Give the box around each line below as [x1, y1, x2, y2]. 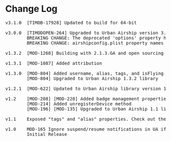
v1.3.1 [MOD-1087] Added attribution [5, 60, 102, 66]
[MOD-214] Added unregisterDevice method [26, 101, 132, 107]
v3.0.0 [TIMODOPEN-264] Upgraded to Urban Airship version [5, 30, 159, 36]
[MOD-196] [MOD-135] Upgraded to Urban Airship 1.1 [26, 106, 159, 112]
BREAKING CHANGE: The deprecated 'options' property [26, 35, 161, 41]
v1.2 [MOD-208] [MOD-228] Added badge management [5, 96, 140, 101]
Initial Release [26, 131, 67, 137]
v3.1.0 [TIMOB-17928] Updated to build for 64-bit [5, 20, 137, 25]
